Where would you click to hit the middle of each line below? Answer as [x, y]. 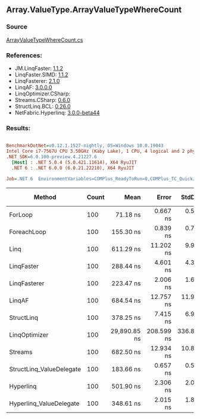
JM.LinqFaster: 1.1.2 [39, 68]
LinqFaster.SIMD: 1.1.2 [41, 75]
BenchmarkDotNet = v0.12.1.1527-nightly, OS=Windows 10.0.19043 [85, 146]
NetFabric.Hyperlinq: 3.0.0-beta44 [57, 112]
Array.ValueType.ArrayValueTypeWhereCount [94, 10]
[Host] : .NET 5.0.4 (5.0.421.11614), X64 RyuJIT [74, 162]
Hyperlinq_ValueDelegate [44, 403]
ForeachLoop [28, 232]
